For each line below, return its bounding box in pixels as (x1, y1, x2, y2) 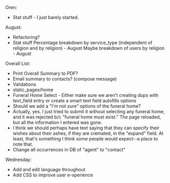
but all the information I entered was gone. (12, 119, 102, 125)
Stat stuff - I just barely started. (12, 14, 79, 20)
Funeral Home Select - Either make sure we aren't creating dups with (12, 92, 159, 98)
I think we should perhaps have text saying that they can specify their (12, 125, 160, 131)
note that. (12, 141, 33, 147)
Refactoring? (12, 34, 40, 40)
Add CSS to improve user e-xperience (12, 172, 93, 178)
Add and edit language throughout (12, 167, 86, 172)
